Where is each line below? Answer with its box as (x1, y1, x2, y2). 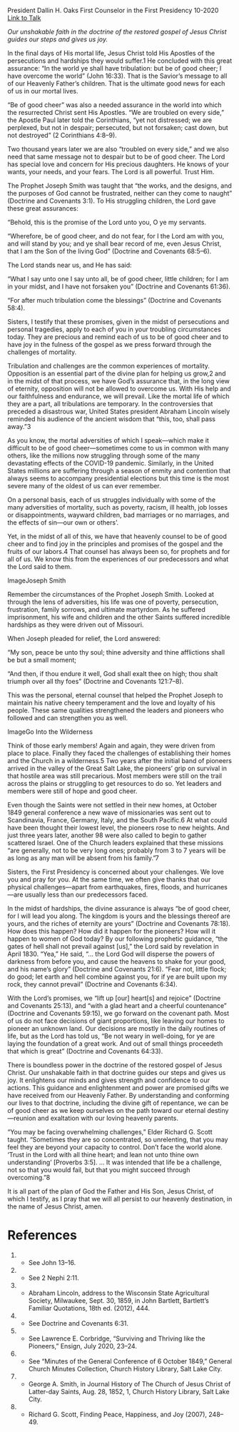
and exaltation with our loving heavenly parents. (37, 1114, 178, 1122)
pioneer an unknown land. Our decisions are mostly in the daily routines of (7, 1024, 226, 1032)
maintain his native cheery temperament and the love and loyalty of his (7, 699, 215, 707)
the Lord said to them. (7, 563, 73, 570)
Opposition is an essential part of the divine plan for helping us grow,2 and (7, 369, 226, 378)
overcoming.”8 (7, 1174, 51, 1181)
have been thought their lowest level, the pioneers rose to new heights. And (7, 824, 230, 832)
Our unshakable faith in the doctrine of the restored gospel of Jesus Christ (7, 28, 227, 36)
